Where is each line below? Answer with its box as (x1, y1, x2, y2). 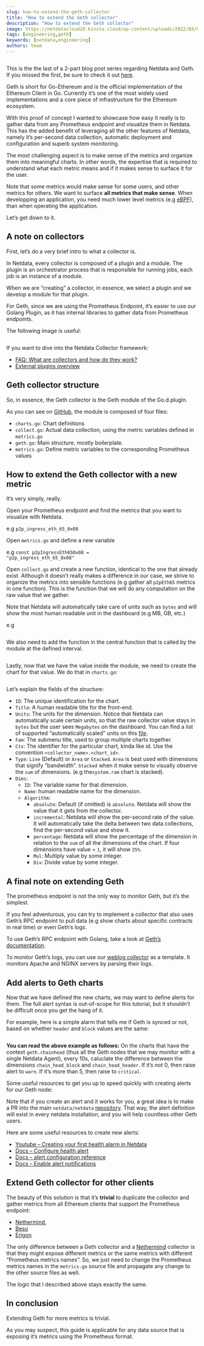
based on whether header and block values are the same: (6, 1025, 149, 1032)
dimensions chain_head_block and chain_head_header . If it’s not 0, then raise (6, 1061, 195, 1068)
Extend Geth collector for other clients (6, 1178, 154, 1188)
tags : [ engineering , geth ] (6, 32, 72, 38)
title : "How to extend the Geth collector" (6, 15, 118, 21)
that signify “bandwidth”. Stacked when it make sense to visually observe (15, 762, 197, 769)
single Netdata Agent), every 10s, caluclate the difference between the (6, 1054, 183, 1062)
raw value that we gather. (6, 592, 70, 599)
